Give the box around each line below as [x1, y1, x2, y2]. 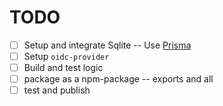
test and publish [23, 84, 91, 96]
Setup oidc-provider [23, 51, 110, 62]
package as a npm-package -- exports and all [23, 73, 214, 85]
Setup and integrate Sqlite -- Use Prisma [23, 39, 192, 51]
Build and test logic [23, 62, 104, 74]
